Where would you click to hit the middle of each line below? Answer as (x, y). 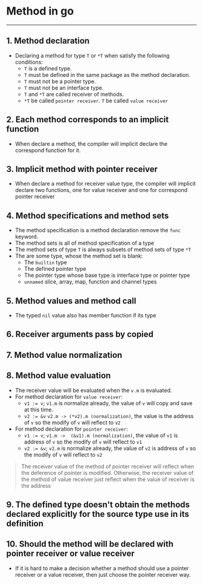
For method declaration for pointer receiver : (71, 429)
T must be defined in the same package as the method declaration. (107, 75)
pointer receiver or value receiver (70, 553)
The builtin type (46, 262)
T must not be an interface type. (64, 88)
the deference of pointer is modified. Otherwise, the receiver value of (107, 473)
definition (25, 523)
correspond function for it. (48, 150)
